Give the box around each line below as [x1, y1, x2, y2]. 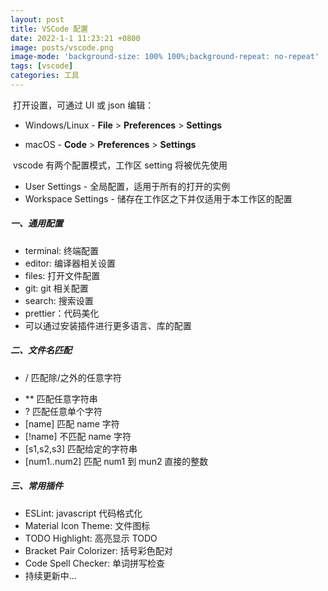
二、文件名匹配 [10, 344, 72, 356]
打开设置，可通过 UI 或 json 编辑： [12, 99, 155, 111]
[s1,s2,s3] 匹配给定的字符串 [24, 442, 138, 455]
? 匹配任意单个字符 [24, 405, 103, 417]
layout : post [10, 14, 65, 25]
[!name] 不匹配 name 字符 [24, 430, 132, 442]
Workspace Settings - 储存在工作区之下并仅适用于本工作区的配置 [24, 192, 293, 205]
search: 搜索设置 [24, 294, 94, 306]
